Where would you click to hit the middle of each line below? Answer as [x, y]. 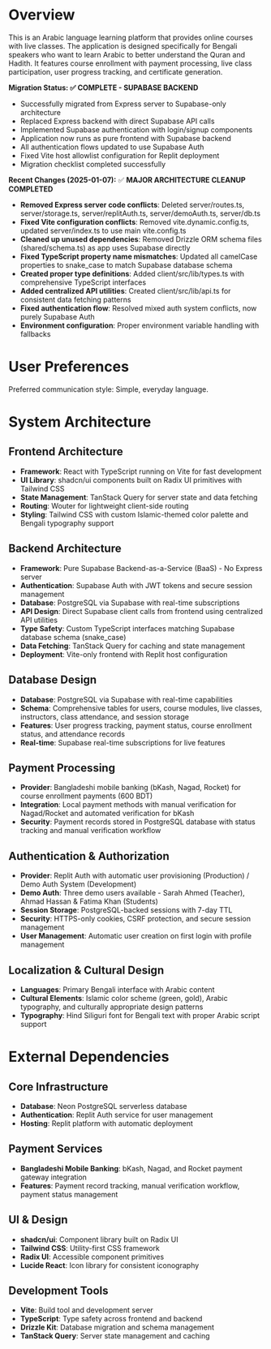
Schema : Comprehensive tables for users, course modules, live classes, [141, 708]
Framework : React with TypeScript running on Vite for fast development [141, 471]
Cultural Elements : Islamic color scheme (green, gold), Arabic [124, 998]
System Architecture [80, 422]
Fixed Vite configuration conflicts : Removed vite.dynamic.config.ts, [135, 221]
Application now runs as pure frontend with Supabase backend [125, 138]
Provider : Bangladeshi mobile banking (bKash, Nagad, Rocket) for [131, 788]
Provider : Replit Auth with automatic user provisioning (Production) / [135, 876]
